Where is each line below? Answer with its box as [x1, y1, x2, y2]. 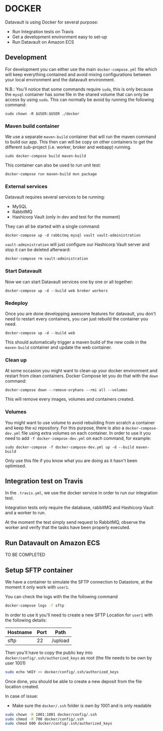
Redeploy [5, 299, 28, 306]
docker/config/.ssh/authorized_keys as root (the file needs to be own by [5, 655, 152, 660]
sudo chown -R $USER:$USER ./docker [5, 111, 80, 116]
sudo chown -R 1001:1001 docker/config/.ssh [5, 712, 97, 717]
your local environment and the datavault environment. [5, 76, 115, 82]
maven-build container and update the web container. [5, 344, 112, 350]
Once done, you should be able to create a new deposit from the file [5, 678, 143, 684]
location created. [5, 683, 39, 689]
